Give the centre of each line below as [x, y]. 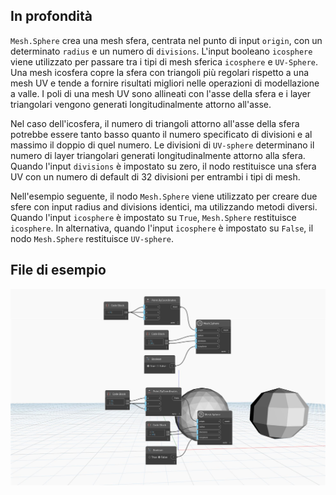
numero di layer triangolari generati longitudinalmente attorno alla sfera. [158, 155]
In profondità [51, 16]
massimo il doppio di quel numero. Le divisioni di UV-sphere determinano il [162, 145]
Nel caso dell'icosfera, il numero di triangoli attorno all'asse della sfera [155, 123]
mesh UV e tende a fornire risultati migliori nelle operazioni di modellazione [165, 83]
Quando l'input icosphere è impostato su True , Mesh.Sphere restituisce [153, 217]
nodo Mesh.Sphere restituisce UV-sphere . [92, 238]
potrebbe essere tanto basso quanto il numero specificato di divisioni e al [161, 134]
